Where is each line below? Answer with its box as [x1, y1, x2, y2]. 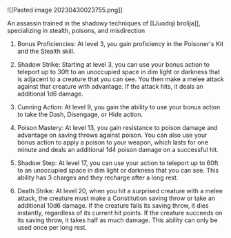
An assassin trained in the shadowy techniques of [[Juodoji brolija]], [7, 19, 201, 27]
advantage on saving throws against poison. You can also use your [17, 131, 208, 139]
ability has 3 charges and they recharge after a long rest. [17, 173, 179, 182]
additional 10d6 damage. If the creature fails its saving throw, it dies [17, 202, 209, 209]
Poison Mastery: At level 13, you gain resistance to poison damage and [17, 124, 219, 131]
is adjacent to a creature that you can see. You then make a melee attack [17, 75, 224, 83]
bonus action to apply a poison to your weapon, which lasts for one [17, 138, 209, 147]
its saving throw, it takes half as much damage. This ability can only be [17, 216, 218, 224]
